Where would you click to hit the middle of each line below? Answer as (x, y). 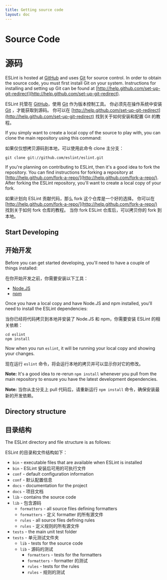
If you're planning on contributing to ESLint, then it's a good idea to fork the (83, 167)
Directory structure (36, 412)
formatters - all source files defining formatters (69, 509)
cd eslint (15, 334)
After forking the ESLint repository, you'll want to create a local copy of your (83, 183)
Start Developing (32, 232)
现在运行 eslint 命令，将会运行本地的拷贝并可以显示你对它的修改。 (74, 364)
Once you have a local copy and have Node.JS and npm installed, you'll (79, 303)
